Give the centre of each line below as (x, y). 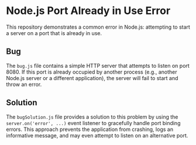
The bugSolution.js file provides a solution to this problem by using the (92, 117)
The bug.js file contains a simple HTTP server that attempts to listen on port (98, 65)
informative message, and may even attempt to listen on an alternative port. (97, 135)
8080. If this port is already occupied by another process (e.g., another (92, 72)
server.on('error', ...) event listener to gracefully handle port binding (93, 123)
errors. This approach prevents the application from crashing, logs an (90, 129)
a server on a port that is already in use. (54, 33)
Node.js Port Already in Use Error (88, 11)
